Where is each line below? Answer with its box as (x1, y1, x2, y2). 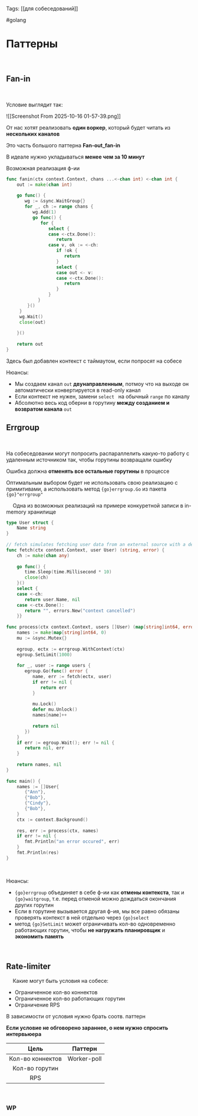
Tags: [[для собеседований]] (6, 5, 78, 12)
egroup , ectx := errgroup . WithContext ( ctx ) (16, 646, 126, 652)
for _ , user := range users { (16, 663, 91, 669)
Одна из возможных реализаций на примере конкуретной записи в (12, 502, 184, 509)
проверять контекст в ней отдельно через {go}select (14, 914, 149, 921)
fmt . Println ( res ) (16, 850, 60, 856)
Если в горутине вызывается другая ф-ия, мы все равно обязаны (14, 908, 180, 915)
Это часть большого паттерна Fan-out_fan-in (6, 141, 121, 149)
